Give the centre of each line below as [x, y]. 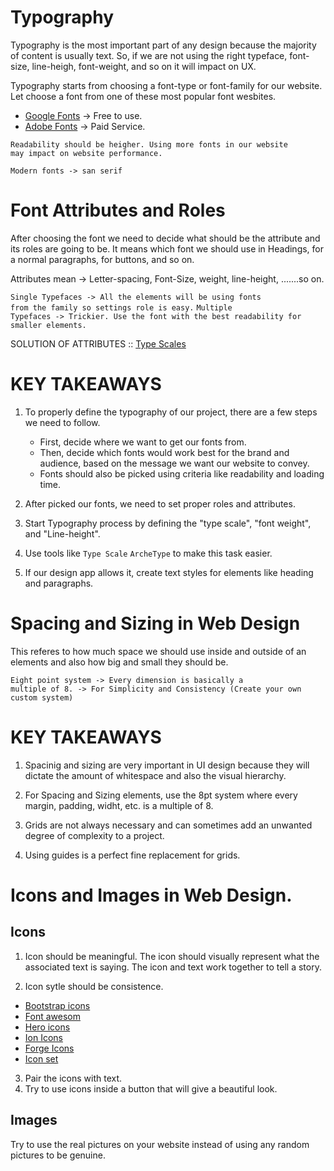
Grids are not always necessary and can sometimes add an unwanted [168, 825]
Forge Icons [49, 1048]
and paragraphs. [59, 583]
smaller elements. [48, 325]
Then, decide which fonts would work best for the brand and [164, 452]
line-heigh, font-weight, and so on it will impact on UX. [144, 66]
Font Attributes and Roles [118, 210]
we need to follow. [62, 422]
